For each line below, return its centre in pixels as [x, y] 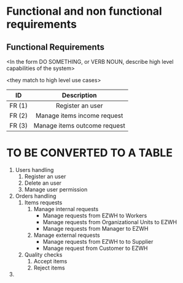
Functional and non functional [84, 11]
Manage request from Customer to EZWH [95, 248]
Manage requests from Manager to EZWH [95, 228]
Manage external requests [67, 235]
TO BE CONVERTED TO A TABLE [90, 153]
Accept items [50, 261]
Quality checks [43, 254]
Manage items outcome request [80, 126]
